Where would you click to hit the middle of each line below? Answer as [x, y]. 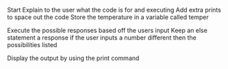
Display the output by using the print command [73, 58]
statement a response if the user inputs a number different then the [102, 38]
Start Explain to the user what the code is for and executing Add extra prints [114, 10]
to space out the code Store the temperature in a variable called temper [108, 17]
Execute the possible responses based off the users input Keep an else [107, 30]
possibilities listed [32, 45]
